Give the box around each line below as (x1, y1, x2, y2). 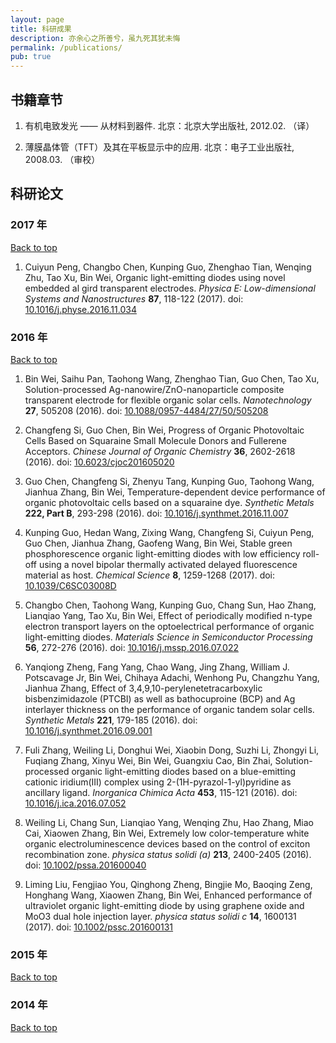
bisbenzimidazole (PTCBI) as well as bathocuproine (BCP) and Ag (24, 692, 296, 705)
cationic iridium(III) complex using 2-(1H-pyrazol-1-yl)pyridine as (24, 776, 292, 788)
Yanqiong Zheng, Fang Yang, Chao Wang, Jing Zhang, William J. (24, 661, 290, 673)
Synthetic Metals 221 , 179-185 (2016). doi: (24, 714, 198, 726)
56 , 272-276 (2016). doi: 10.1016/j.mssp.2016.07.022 (24, 641, 239, 653)
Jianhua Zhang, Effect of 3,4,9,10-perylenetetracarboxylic (24, 682, 263, 694)
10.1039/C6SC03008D (24, 579, 117, 591)
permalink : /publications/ (10, 42, 123, 53)
